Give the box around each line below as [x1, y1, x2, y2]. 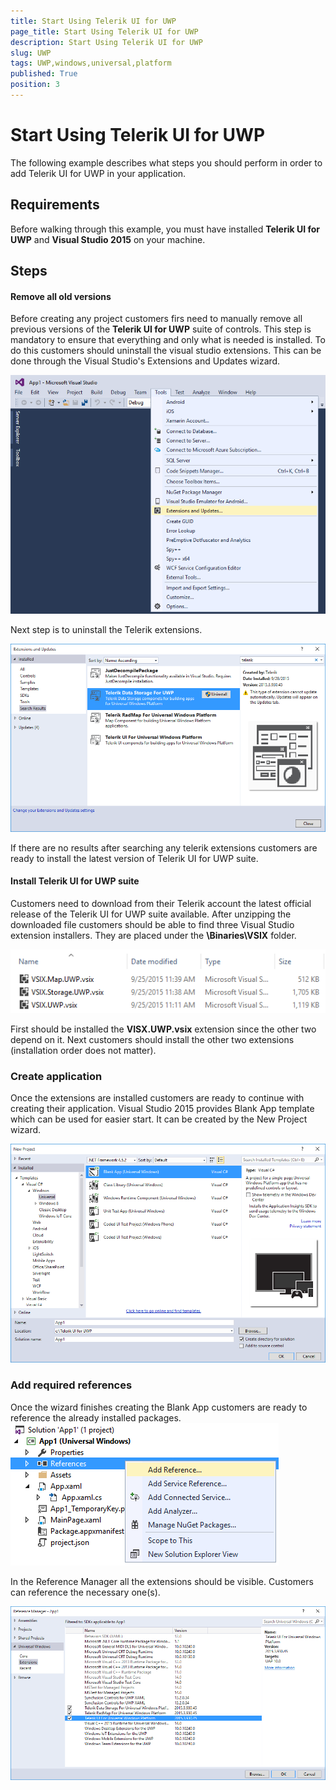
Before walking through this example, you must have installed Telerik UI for [10, 223, 320, 235]
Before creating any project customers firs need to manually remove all [10, 313, 303, 325]
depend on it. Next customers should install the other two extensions [10, 1034, 295, 1046]
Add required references [10, 1378, 133, 1392]
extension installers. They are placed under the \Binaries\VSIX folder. [10, 929, 297, 941]
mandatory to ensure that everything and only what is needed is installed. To [10, 334, 326, 346]
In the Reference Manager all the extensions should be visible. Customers [10, 1575, 314, 1587]
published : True [10, 69, 78, 79]
